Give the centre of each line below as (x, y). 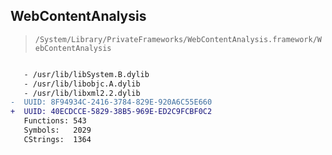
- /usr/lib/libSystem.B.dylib (86, 74)
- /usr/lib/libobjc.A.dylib (82, 84)
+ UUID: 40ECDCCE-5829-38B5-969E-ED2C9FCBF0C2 (111, 112)
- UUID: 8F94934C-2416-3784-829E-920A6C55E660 (111, 102)
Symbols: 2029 (57, 130)
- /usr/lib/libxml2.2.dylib (82, 93)
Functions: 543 (55, 121)
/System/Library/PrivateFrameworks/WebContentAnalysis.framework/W (178, 39)
